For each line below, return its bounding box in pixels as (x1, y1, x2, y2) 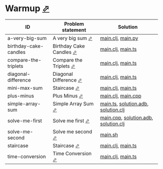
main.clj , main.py (100, 34, 138, 41)
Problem (64, 20, 84, 27)
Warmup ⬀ (5, 3, 50, 14)
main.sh (100, 131, 118, 138)
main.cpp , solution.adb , (100, 114, 154, 121)
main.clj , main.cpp (100, 92, 142, 99)
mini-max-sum (7, 84, 43, 91)
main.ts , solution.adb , (100, 100, 149, 107)
